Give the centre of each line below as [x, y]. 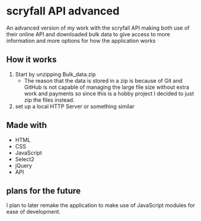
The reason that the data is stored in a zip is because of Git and [103, 80]
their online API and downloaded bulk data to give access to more [88, 34]
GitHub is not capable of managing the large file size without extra [107, 87]
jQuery [23, 165]
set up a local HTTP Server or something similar [75, 106]
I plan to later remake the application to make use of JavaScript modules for [101, 205]
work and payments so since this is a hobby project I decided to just [109, 93]
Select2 [25, 159]
